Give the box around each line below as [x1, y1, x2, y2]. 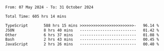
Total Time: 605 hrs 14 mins [5, 14, 67, 19]
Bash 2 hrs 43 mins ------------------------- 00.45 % [5, 37, 159, 42]
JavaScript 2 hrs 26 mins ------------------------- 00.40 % [5, 42, 159, 47]
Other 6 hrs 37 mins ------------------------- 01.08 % [5, 32, 159, 37]
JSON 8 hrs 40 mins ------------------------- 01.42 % [5, 28, 159, 33]
